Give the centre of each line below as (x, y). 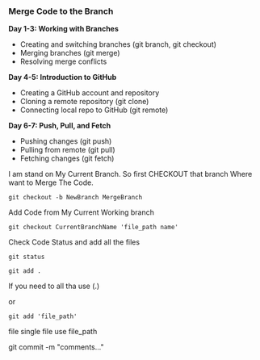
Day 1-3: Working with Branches (64, 29)
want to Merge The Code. (51, 182)
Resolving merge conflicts (63, 61)
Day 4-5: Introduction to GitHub (63, 77)
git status (27, 257)
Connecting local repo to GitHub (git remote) (94, 110)
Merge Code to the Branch (61, 11)
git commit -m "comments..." (56, 347)
